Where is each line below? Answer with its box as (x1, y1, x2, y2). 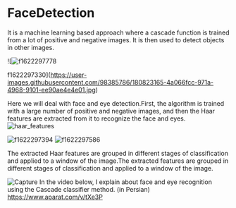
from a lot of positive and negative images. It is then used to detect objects (7, 35, 225, 44)
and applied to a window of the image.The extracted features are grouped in (7, 157, 229, 165)
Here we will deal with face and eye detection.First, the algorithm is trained (7, 99, 225, 107)
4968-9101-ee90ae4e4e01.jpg (7, 85, 97, 94)
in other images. (7, 43, 54, 51)
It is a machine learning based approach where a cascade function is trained (7, 28, 230, 37)
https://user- (50, 71, 87, 79)
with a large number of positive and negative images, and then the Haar (7, 106, 216, 115)
